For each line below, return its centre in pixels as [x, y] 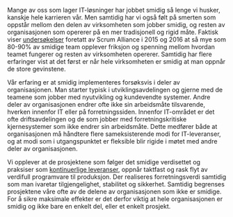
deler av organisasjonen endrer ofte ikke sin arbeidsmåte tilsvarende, [106, 104]
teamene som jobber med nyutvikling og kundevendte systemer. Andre [109, 97]
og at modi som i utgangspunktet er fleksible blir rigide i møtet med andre [112, 141]
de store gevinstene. [37, 69]
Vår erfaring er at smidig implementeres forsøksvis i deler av [94, 82]
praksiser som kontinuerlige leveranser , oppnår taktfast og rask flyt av [107, 170]
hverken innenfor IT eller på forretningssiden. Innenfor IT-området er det [111, 112]
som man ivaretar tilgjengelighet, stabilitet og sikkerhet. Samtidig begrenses [116, 184]
